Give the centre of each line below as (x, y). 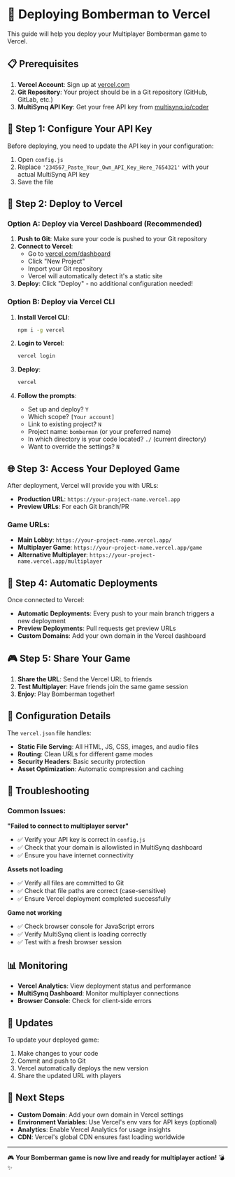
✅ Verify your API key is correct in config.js (81, 840)
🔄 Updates (30, 1023)
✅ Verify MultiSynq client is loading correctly (82, 934)
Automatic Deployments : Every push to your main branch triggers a (116, 613)
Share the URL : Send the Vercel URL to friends (85, 679)
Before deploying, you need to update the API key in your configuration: (111, 146)
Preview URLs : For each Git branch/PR (73, 506)
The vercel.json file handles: (50, 733)
